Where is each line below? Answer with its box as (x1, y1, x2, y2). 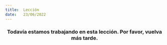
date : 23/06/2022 (5, 12, 46, 17)
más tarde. (71, 34, 98, 41)
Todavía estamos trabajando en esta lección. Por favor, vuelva (7, 28, 162, 35)
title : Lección (5, 7, 39, 12)
